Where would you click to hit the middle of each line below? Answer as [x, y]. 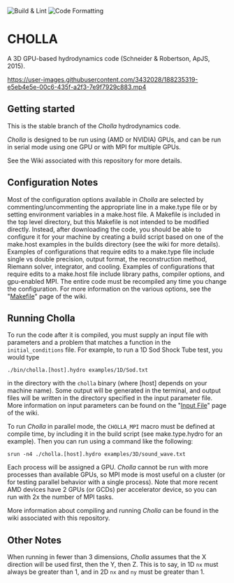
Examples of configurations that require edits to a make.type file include [111, 252]
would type [23, 357]
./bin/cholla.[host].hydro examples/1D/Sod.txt [78, 370]
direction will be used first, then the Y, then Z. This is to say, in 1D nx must [113, 565]
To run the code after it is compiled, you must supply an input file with [108, 335]
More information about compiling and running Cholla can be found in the [113, 511]
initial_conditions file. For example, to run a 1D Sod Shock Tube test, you [115, 350]
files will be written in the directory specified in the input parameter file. [110, 398]
